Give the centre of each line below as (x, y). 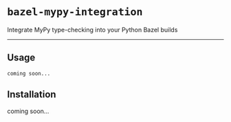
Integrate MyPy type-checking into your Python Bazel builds (92, 29)
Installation (32, 95)
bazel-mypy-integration (75, 12)
